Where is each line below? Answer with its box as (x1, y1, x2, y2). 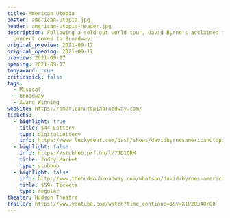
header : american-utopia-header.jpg (7, 23, 112, 29)
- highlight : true (13, 118, 66, 125)
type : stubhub (19, 162, 60, 169)
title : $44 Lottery (19, 124, 75, 131)
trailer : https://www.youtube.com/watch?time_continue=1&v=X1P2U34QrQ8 (7, 201, 216, 208)
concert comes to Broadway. (13, 36, 94, 42)
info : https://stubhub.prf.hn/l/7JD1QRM (19, 150, 136, 157)
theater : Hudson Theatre (7, 194, 78, 202)
